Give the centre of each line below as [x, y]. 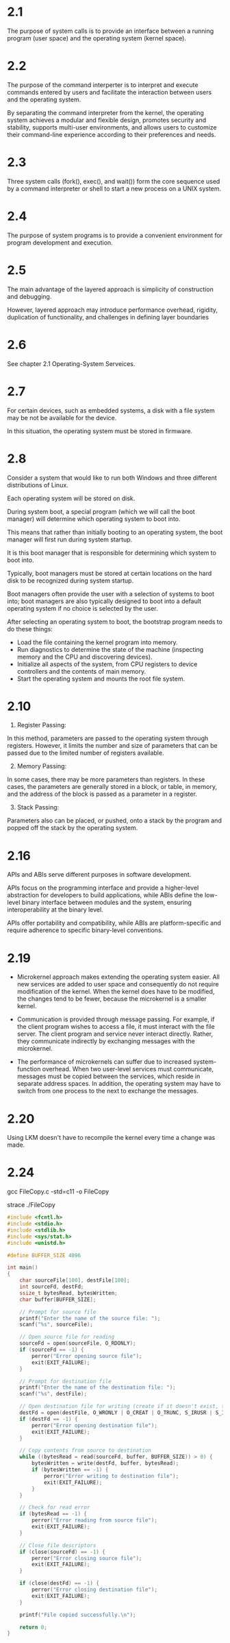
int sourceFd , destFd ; [52, 1287]
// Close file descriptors [58, 1545]
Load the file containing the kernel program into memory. [97, 642]
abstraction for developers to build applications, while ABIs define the [105, 895]
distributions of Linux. [38, 485]
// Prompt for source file [58, 1312]
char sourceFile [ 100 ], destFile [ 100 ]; [75, 1280]
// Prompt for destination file [65, 1381]
